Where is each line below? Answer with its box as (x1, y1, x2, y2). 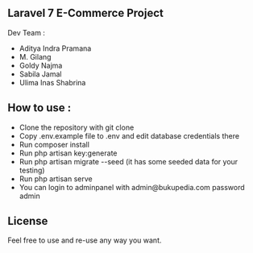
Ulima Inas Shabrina (19, 77, 86, 87)
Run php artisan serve (19, 173, 93, 184)
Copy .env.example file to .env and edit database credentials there (19, 131, 239, 140)
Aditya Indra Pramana (19, 44, 92, 53)
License (7, 214, 48, 228)
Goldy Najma (19, 60, 63, 70)
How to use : (7, 101, 72, 115)
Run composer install (19, 139, 90, 149)
